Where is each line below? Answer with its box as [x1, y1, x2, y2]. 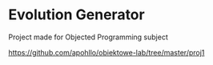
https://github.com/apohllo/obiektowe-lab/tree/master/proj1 [8, 47, 205, 57]
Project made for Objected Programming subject [8, 32, 168, 42]
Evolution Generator [8, 6, 146, 24]
